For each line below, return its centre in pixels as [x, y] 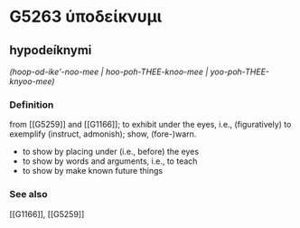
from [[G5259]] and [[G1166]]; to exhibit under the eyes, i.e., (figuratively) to [150, 125]
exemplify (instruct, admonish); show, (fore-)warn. [103, 134]
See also [28, 195]
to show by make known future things [93, 171]
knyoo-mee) [32, 81]
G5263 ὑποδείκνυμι [86, 17]
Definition [32, 104]
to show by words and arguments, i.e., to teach [110, 161]
